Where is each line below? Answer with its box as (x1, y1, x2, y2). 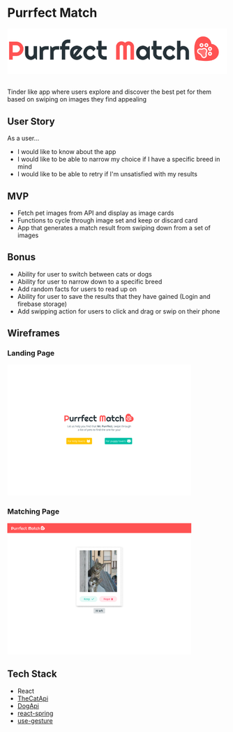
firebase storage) (17, 300, 68, 308)
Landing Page (7, 349, 55, 358)
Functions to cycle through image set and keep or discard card (17, 216, 198, 225)
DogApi (17, 701, 40, 710)
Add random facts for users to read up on (17, 285, 137, 293)
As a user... (7, 134, 40, 143)
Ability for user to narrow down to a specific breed (17, 277, 163, 286)
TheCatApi (17, 694, 49, 703)
